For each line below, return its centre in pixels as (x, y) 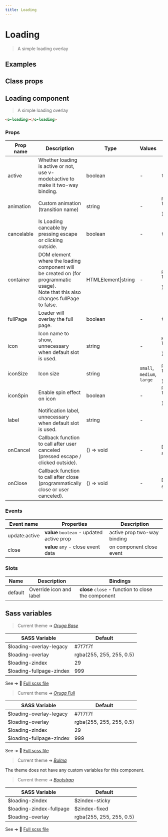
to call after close (58, 477)
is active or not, (56, 166)
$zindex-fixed (91, 808)
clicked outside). (58, 463)
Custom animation (60, 203)
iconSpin (18, 395)
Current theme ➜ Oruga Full (46, 693)
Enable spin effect (59, 392)
